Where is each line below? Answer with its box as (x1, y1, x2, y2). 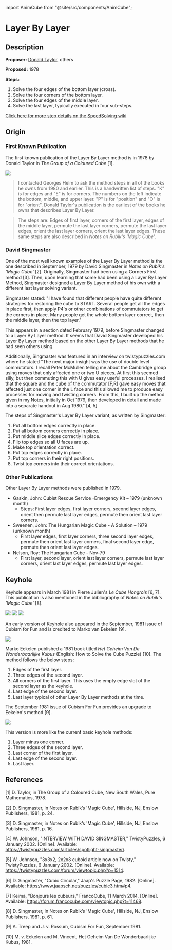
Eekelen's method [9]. (5, 709, 52, 716)
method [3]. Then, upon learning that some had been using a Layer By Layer (5, 274, 167, 280)
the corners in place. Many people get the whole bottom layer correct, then (5, 311, 164, 318)
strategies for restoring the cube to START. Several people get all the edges (5, 300, 165, 306)
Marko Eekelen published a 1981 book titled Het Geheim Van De (5, 646, 140, 652)
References (5, 776, 43, 784)
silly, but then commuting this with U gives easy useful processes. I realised (5, 375, 166, 381)
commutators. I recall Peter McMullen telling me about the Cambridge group (5, 364, 166, 370)
